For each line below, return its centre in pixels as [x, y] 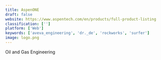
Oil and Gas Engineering [30, 52]
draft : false [19, 14]
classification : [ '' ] [28, 24]
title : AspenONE [22, 10]
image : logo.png [22, 38]
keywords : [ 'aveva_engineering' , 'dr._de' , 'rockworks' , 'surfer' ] [77, 33]
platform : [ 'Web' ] [24, 28]
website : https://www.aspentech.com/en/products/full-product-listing [81, 19]
